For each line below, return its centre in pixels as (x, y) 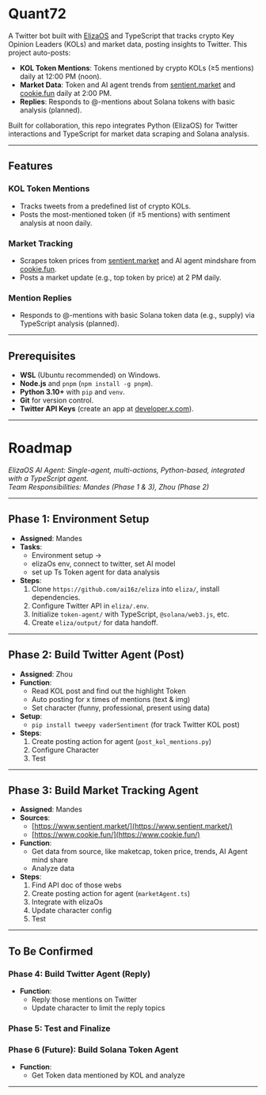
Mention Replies (40, 298)
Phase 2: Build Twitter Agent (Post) (96, 655)
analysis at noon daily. (56, 223)
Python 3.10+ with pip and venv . (72, 392)
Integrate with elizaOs (67, 902)
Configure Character (65, 750)
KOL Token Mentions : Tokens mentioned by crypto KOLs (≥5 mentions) (137, 67)
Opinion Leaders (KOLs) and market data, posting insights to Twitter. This (128, 44)
